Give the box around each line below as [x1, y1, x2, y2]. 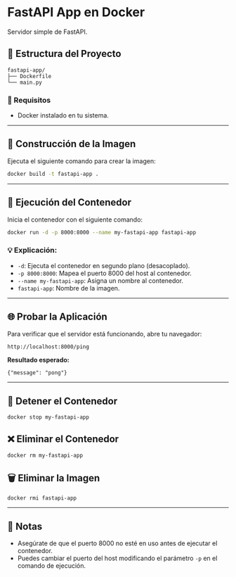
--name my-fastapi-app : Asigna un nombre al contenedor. [17, 276, 184, 285]
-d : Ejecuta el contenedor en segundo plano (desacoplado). [17, 261, 190, 270]
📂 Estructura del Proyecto [7, 48, 122, 60]
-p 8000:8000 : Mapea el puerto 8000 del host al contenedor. [17, 269, 192, 277]
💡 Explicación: [7, 246, 58, 255]
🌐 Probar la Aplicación [7, 311, 107, 323]
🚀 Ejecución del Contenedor [7, 196, 132, 208]
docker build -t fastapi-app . [7, 170, 99, 177]
